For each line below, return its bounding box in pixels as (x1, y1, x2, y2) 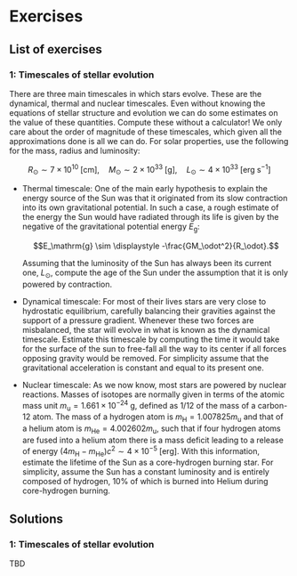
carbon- (257, 400, 288, 410)
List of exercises (9, 42, 102, 57)
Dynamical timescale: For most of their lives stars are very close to (21, 296, 267, 306)
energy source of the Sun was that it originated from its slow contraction (21, 193, 288, 204)
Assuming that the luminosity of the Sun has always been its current (21, 258, 272, 269)
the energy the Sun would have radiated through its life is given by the (21, 212, 279, 223)
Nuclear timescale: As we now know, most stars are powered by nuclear (21, 379, 287, 390)
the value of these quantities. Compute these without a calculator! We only (9, 117, 283, 127)
